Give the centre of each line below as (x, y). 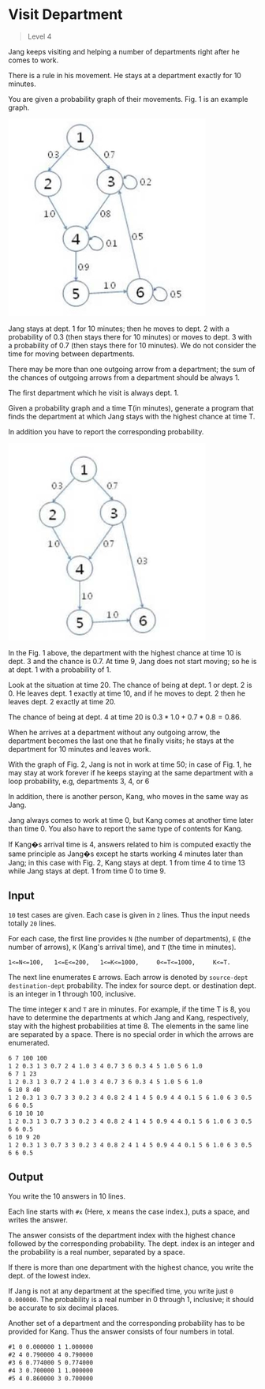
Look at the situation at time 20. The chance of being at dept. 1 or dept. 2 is (130, 685)
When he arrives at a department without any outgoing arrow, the (114, 732)
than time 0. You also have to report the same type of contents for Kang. (125, 828)
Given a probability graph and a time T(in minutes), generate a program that (131, 407)
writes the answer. (38, 1220)
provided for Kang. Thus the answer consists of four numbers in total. (121, 1331)
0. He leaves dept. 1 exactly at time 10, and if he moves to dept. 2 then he (127, 693)
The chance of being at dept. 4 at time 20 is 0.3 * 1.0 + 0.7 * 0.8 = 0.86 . (125, 717)
